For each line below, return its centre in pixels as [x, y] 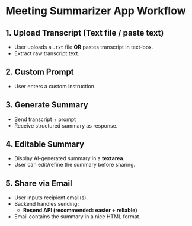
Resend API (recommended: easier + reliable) [80, 210]
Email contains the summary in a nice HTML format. [77, 217]
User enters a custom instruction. [55, 86]
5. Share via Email [39, 183]
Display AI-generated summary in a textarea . [69, 158]
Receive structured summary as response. [66, 125]
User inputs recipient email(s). [51, 198]
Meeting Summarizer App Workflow [96, 11]
